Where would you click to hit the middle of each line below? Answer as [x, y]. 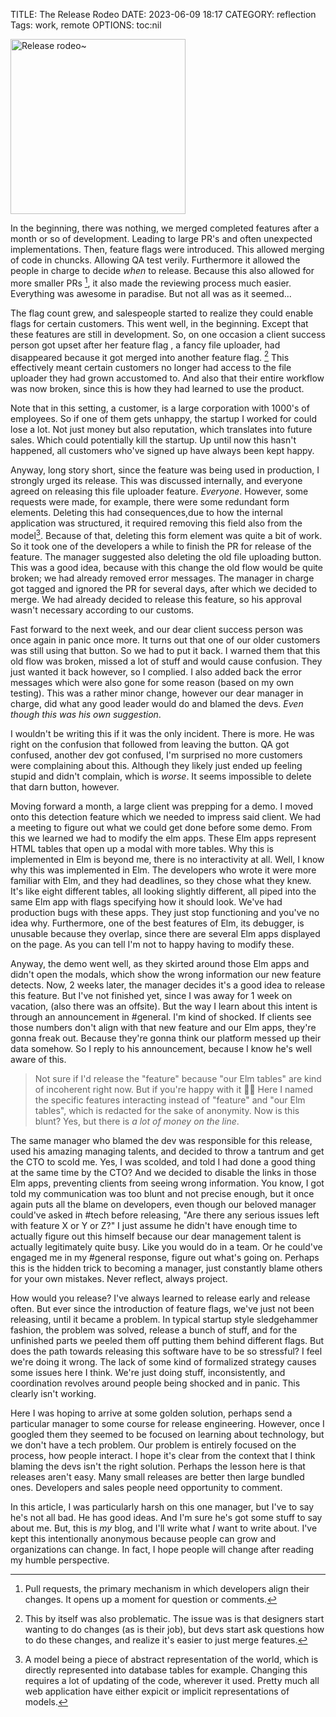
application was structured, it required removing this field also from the [156, 523]
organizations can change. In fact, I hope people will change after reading [162, 1549]
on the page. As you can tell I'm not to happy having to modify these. [152, 944]
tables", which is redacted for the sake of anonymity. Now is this [167, 1110]
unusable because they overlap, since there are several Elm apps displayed [165, 933]
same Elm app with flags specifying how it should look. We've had [146, 901]
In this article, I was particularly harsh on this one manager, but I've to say [162, 1506]
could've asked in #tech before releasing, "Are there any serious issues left [165, 1215]
